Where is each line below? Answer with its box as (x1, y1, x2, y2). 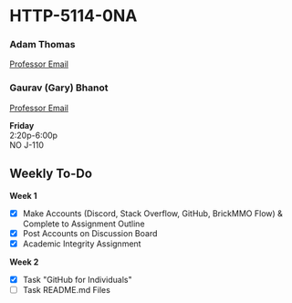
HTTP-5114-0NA (9, 5, 138, 26)
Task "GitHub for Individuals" (22, 274, 132, 285)
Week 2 (9, 256, 39, 267)
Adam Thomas (9, 38, 76, 51)
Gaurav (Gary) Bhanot (9, 81, 109, 94)
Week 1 (9, 190, 37, 201)
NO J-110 (9, 139, 44, 151)
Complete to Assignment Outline (22, 218, 145, 229)
